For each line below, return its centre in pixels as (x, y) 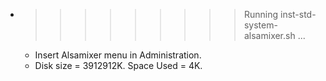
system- (260, 25)
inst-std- (298, 14)
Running (261, 14)
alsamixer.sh (269, 35)
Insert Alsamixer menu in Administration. (118, 55)
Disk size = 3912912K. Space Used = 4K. (118, 65)
